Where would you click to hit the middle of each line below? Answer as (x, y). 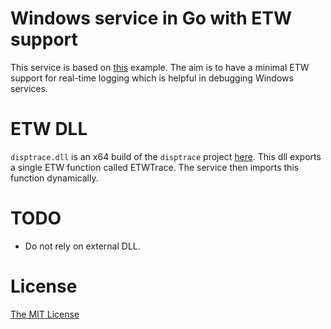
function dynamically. (54, 178)
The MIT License (45, 314)
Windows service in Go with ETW (151, 18)
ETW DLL (49, 129)
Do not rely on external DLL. (82, 246)
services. (29, 88)
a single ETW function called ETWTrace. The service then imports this (155, 167)
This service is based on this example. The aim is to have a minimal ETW (160, 67)
